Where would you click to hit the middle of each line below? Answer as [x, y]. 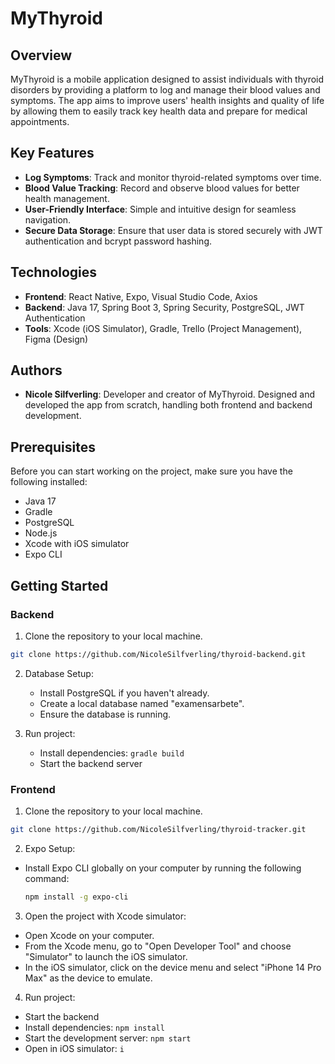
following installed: [49, 482]
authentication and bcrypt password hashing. [118, 241]
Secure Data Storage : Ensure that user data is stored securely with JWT [173, 230]
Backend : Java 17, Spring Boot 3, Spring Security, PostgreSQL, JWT [164, 307]
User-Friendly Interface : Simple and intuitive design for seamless [160, 209]
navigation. [48, 219]
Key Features [52, 153]
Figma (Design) [56, 339]
